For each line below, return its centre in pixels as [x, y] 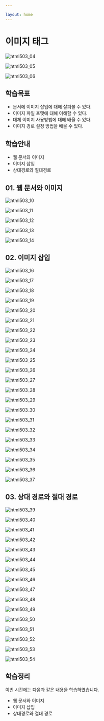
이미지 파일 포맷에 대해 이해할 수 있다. [50, 113]
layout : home [19, 14]
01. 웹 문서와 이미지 [34, 188]
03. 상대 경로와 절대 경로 [42, 497]
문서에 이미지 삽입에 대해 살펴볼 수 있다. [52, 107]
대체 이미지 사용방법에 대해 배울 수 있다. [52, 120]
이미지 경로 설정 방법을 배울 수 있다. [48, 126]
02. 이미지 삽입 [28, 258]
